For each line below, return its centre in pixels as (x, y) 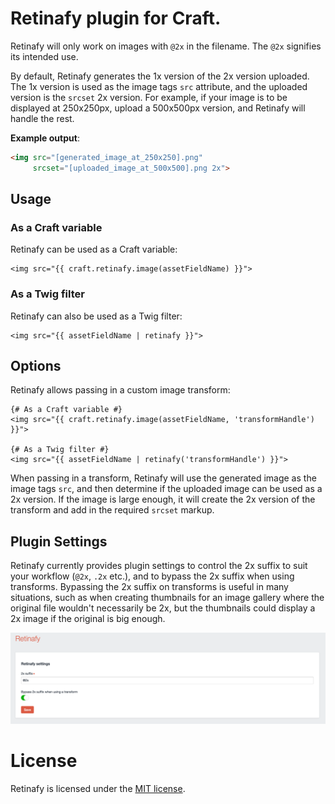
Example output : (45, 138)
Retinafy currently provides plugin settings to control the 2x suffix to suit (159, 566)
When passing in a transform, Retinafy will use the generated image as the (163, 478)
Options (36, 366)
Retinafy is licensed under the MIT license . (98, 788)
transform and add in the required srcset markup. (112, 510)
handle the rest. (42, 118)
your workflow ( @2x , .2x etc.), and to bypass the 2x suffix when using (152, 576)
